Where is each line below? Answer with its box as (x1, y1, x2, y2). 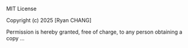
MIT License (6, 5, 37, 12)
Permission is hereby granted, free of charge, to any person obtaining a (6, 28, 183, 35)
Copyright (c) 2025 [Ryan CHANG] (6, 17, 92, 23)
